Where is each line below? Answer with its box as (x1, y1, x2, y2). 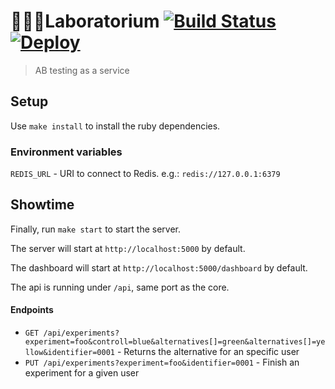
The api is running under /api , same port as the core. (10, 281, 230, 293)
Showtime (10, 196, 75, 214)
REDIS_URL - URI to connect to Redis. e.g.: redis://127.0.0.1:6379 (10, 168, 281, 180)
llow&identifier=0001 (24, 348, 115, 358)
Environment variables (10, 145, 123, 159)
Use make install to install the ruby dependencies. (10, 120, 221, 132)
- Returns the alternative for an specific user (116, 346, 300, 358)
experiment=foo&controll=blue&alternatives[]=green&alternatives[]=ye (24, 337, 326, 347)
